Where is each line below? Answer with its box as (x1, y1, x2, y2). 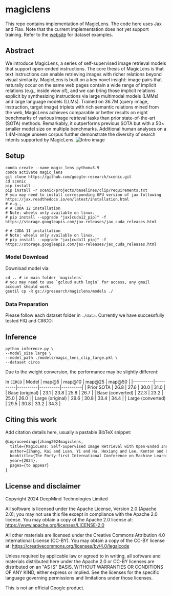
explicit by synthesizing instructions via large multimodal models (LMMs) (5, 93, 159, 99)
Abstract (5, 46, 34, 55)
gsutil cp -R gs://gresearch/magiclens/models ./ (5, 288, 114, 294)
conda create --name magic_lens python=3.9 (5, 165, 100, 170)
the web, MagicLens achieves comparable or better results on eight (5, 109, 148, 115)
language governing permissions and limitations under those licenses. (5, 574, 153, 581)
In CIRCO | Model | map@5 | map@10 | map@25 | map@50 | (5, 378, 131, 385)
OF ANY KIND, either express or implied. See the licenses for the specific (5, 569, 160, 575)
